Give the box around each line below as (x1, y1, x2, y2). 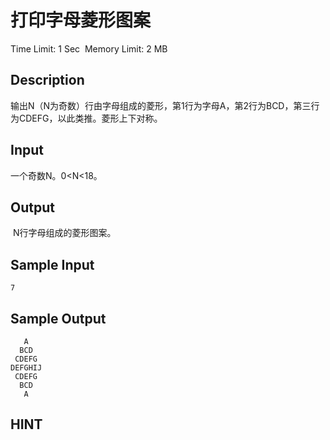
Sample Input (10, 256, 95, 273)
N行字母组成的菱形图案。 (12, 227, 117, 239)
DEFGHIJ (10, 363, 43, 373)
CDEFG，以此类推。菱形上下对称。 (18, 112, 163, 124)
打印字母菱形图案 (10, 9, 152, 32)
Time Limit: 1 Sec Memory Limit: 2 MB (10, 42, 168, 55)
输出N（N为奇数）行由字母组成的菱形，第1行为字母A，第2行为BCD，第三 (10, 99, 312, 111)
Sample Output (10, 310, 107, 327)
